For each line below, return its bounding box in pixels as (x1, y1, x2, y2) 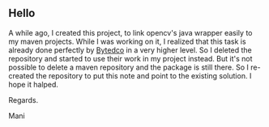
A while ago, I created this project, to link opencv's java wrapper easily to (8, 28, 253, 37)
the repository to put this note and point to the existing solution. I (36, 70, 252, 80)
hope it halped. (8, 79, 59, 89)
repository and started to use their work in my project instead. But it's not (8, 53, 253, 63)
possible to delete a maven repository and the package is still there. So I (8, 62, 250, 72)
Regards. (8, 95, 39, 104)
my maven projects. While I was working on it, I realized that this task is (8, 36, 246, 46)
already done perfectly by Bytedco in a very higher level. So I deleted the (8, 44, 253, 55)
